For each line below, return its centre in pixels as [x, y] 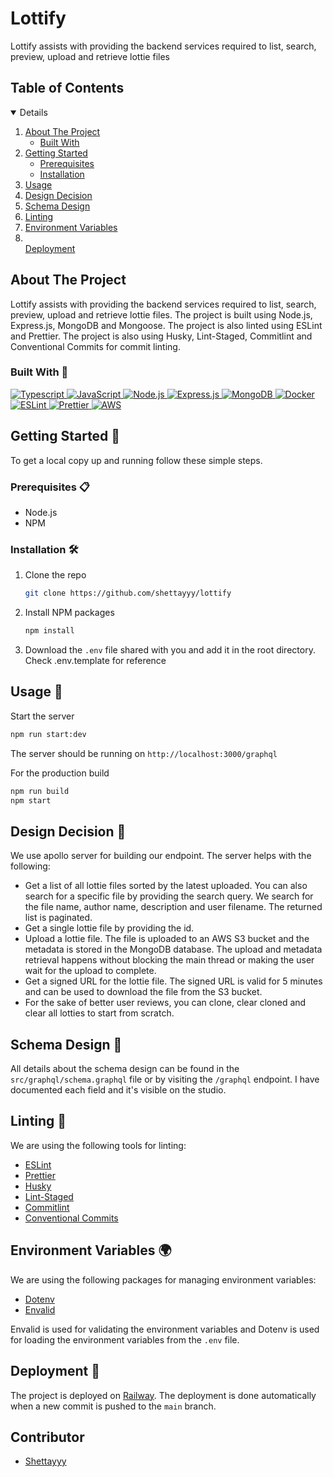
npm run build [40, 791]
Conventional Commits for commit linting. [95, 346]
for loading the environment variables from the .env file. [125, 1339]
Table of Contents [67, 88]
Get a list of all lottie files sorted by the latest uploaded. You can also [166, 886]
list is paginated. [58, 918]
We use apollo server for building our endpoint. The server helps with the [161, 856]
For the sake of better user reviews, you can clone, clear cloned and [165, 1003]
